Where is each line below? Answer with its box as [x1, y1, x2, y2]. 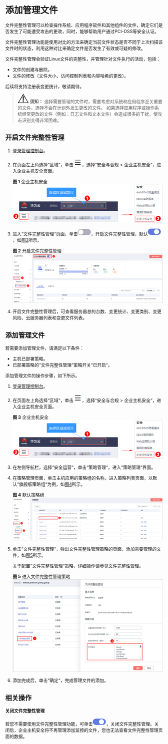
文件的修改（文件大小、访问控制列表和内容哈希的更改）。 [12, 73, 129, 79]
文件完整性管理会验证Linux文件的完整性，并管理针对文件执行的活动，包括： [5, 56, 161, 62]
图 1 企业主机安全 [12, 178, 48, 184]
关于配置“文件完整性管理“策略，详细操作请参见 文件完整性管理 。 [12, 563, 144, 569]
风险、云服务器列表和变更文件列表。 [12, 315, 87, 321]
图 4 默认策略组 [12, 492, 44, 498]
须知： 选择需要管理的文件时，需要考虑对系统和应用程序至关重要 [29, 98, 162, 104]
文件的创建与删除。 [12, 66, 52, 73]
